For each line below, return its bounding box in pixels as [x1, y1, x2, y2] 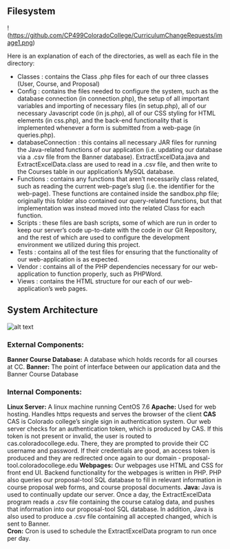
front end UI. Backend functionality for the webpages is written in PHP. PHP [7, 469, 222, 477]
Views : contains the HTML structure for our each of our [17, 277, 177, 285]
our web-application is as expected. [17, 255, 119, 263]
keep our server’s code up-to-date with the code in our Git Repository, [17, 226, 217, 234]
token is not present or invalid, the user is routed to [7, 432, 152, 440]
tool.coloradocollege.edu [7, 461, 79, 470]
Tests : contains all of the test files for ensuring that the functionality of [17, 248, 218, 256]
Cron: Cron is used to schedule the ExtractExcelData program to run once [7, 527, 217, 535]
